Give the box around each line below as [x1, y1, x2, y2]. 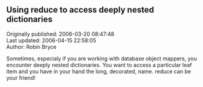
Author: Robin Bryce [6, 43, 57, 50]
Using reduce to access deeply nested [6, 5, 155, 15]
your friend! [6, 74, 36, 81]
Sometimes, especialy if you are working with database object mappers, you [6, 54, 198, 62]
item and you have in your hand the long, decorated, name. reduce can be [6, 68, 191, 75]
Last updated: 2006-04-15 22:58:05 [6, 36, 96, 44]
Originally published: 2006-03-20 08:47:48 [6, 30, 115, 37]
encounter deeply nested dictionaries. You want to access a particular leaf [6, 61, 192, 68]
